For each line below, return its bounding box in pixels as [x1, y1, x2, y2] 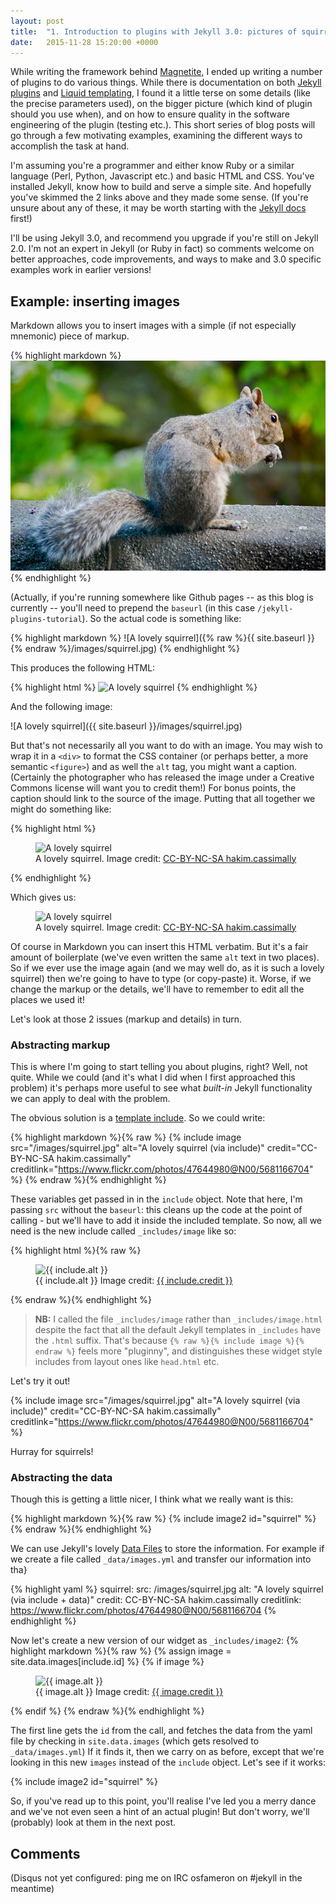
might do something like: [10, 803, 112, 815]
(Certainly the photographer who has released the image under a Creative [10, 771, 315, 783]
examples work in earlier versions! [10, 264, 152, 276]
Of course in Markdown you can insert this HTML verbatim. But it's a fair [10, 940, 309, 952]
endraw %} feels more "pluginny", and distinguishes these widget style [34, 1345, 323, 1357]
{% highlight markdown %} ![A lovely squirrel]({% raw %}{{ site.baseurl [10, 631, 306, 644]
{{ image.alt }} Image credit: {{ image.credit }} [35, 1686, 224, 1698]
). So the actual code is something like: [81, 612, 242, 624]
